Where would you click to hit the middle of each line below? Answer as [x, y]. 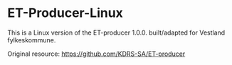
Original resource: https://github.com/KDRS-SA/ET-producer [96, 54]
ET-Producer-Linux [65, 13]
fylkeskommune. [32, 40]
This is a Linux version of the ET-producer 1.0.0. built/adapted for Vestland [116, 32]
